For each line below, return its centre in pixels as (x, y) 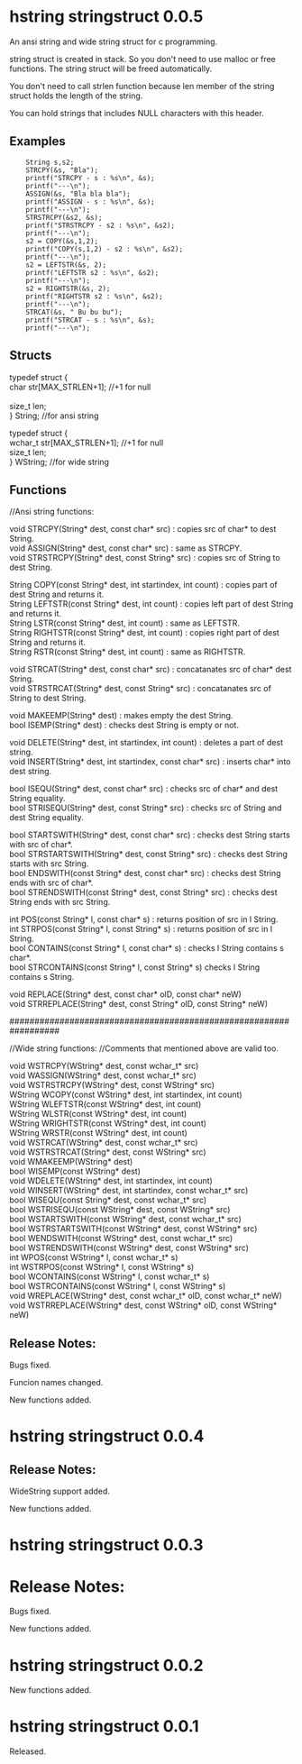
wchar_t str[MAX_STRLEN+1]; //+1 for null (87, 443)
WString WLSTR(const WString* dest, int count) (98, 1114)
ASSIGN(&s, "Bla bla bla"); (78, 194)
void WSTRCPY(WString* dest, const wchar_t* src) (104, 1066)
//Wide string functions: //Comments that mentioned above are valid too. (144, 1048)
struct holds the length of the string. (76, 96)
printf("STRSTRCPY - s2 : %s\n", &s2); (101, 225)
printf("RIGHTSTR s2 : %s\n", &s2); (95, 296)
